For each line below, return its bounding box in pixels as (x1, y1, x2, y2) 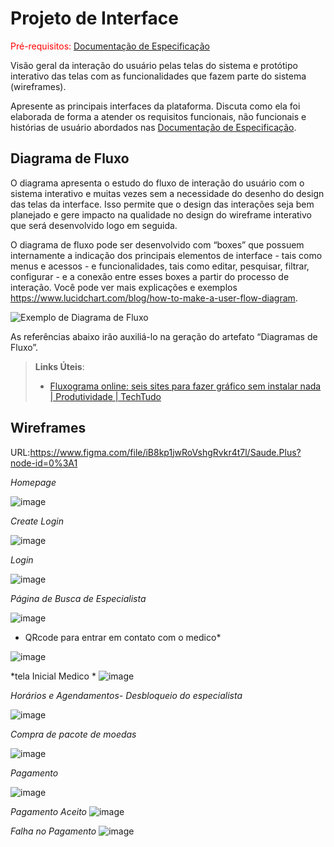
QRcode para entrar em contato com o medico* (24, 631, 222, 643)
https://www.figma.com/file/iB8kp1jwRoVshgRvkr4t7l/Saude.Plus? (29, 446, 302, 458)
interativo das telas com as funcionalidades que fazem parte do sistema (10, 70, 307, 82)
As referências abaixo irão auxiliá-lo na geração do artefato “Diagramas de (10, 330, 318, 342)
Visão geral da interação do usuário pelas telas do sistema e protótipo (10, 59, 298, 71)
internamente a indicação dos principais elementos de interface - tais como (10, 249, 323, 261)
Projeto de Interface (10, 7, 179, 30)
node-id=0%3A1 (10, 457, 78, 469)
